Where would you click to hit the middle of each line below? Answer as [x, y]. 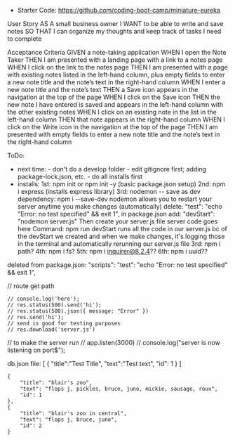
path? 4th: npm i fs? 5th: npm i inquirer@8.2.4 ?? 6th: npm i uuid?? [113, 251]
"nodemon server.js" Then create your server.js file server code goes [117, 221]
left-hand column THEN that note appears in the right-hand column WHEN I [116, 119]
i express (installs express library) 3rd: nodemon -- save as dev [109, 191]
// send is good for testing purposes [64, 323]
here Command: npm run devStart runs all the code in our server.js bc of [122, 229]
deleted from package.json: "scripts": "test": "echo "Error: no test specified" [117, 265]
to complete [25, 39]
